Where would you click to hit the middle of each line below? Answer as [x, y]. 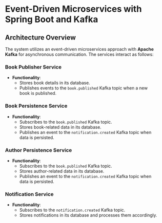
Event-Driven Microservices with [73, 9]
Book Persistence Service [36, 106]
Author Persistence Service [39, 150]
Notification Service [29, 194]
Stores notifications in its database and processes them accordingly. [88, 215]
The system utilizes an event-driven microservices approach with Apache [79, 49]
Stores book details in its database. [55, 83]
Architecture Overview [40, 37]
